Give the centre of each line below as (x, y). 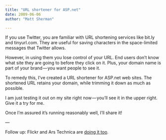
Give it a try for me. (25, 103)
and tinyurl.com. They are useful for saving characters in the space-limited (81, 43)
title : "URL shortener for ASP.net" (43, 10)
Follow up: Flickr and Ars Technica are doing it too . (57, 132)
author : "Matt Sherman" (30, 19)
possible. (14, 88)
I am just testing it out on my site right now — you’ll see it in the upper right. (81, 98)
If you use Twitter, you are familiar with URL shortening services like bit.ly (80, 37)
